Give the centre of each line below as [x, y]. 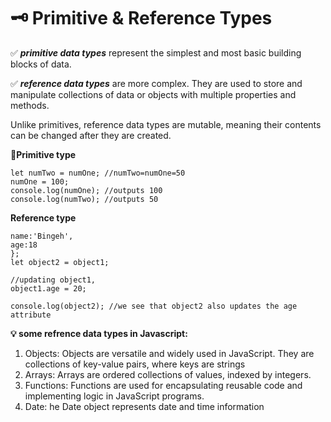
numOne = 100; [40, 181]
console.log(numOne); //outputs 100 [86, 190]
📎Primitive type [43, 154]
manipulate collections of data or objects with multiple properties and [153, 94]
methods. [30, 105]
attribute [31, 315]
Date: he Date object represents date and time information [144, 406]
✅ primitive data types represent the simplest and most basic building [156, 52]
